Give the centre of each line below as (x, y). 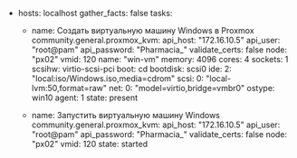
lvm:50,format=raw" (69, 88)
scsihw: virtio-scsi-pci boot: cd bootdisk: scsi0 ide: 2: (132, 69)
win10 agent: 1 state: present (85, 98)
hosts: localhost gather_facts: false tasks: (95, 13)
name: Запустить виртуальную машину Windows (125, 115)
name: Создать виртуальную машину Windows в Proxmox (143, 30)
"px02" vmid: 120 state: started (89, 144)
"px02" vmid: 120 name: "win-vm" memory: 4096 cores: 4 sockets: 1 (160, 59)
